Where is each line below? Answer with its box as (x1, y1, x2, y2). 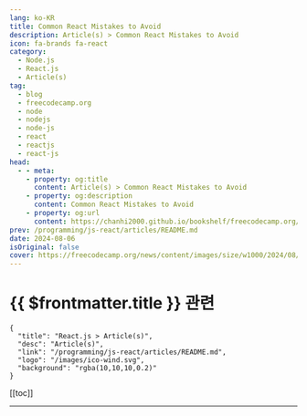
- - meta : (17, 166, 55, 175)
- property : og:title (26, 174, 108, 183)
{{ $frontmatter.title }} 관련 (9, 293, 215, 314)
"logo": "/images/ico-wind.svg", (17, 356, 145, 365)
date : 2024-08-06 (9, 234, 76, 243)
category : (9, 47, 48, 57)
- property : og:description (26, 192, 132, 201)
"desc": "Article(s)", (17, 339, 104, 349)
